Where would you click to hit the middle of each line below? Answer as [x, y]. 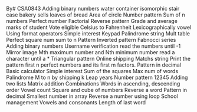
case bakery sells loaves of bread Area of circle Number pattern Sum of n [96, 15]
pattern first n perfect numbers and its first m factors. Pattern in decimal [94, 65]
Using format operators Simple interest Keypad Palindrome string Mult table [98, 34]
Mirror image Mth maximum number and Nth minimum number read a [91, 52]
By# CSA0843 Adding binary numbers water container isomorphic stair [93, 9]
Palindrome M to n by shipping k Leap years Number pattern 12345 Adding [97, 77]
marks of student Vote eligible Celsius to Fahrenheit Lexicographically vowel [99, 27]
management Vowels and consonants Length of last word [76, 102]
